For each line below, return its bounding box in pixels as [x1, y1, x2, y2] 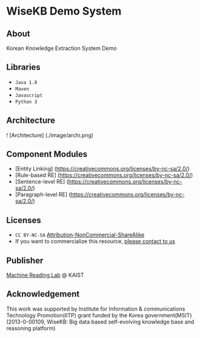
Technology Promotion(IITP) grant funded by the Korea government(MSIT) [6, 311, 192, 319]
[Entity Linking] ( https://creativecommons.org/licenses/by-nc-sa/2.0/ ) [15, 165, 190, 173]
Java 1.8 [15, 79, 38, 86]
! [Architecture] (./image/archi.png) [6, 131, 94, 139]
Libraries [6, 62, 41, 72]
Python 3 [15, 98, 38, 105]
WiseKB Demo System [6, 4, 122, 18]
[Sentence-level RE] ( [15, 178, 68, 185]
